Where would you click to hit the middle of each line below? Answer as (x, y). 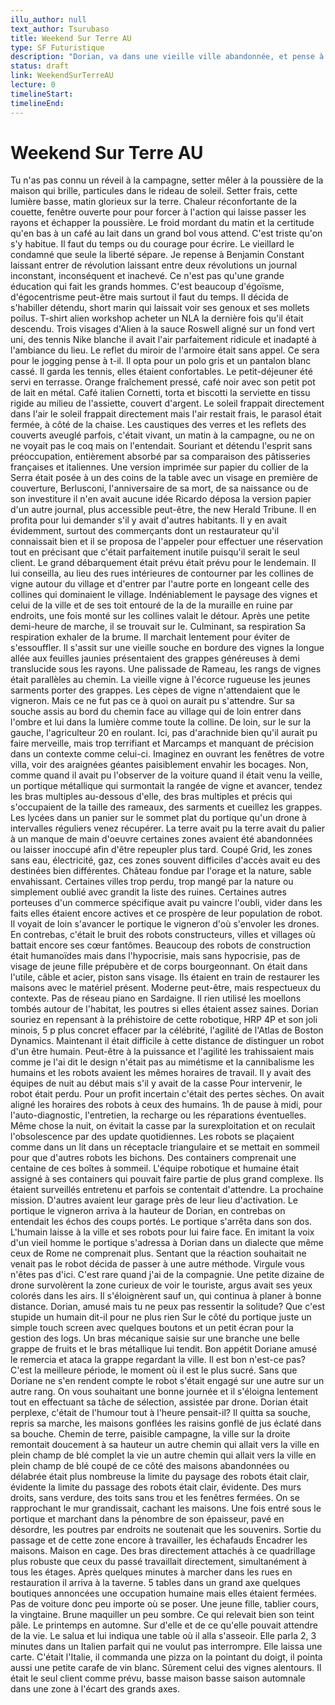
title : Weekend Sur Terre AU (71, 38)
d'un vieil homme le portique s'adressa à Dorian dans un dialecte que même (167, 1243)
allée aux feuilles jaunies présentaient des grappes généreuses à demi (155, 658)
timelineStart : (42, 94)
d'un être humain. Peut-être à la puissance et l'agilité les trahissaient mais (162, 1052)
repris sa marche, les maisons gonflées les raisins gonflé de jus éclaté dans (166, 1423)
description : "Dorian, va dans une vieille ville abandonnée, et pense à (167, 57)
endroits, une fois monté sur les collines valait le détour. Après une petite (160, 616)
